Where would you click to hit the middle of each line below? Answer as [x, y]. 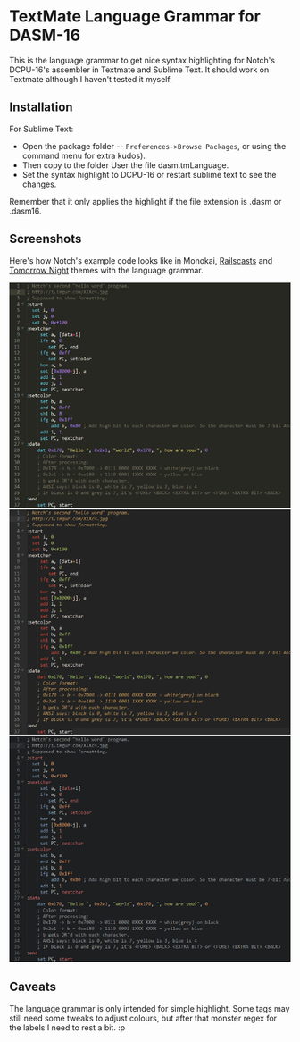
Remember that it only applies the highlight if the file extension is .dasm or [146, 201]
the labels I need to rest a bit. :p [67, 1027]
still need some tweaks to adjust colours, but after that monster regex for [143, 1018]
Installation [41, 108]
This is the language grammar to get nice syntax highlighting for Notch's [142, 60]
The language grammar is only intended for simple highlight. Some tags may [150, 1008]
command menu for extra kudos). [83, 155]
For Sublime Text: [42, 129]
